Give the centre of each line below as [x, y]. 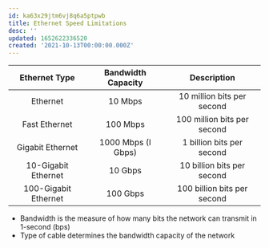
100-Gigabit [48, 189]
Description [212, 78]
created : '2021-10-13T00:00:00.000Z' [71, 46]
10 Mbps [125, 101]
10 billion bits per [213, 165]
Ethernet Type [47, 78]
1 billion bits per [212, 143]
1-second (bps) [45, 227]
